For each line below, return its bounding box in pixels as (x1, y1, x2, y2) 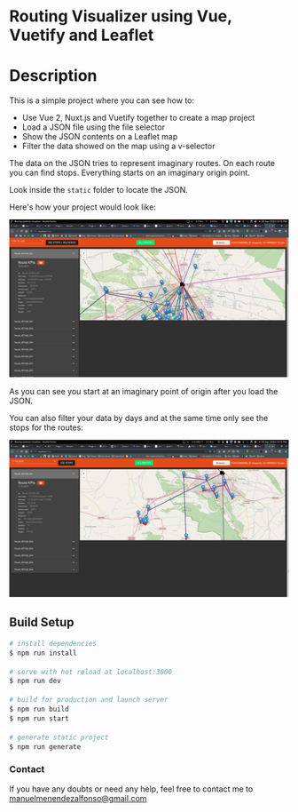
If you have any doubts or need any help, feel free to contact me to (9, 784, 254, 794)
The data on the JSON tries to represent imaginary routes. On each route (9, 158, 276, 169)
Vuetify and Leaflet (9, 25, 154, 45)
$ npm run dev (9, 677, 62, 686)
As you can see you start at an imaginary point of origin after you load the (9, 386, 278, 396)
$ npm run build (9, 705, 69, 714)
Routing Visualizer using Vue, (9, 6, 232, 27)
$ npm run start (9, 713, 69, 723)
